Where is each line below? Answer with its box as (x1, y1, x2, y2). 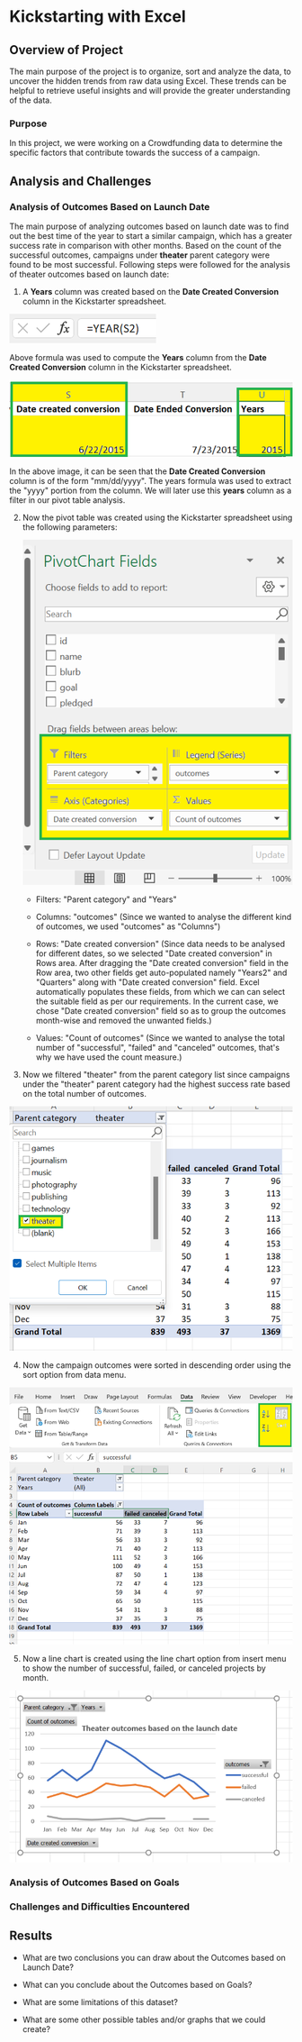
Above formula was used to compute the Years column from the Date (9, 351, 267, 362)
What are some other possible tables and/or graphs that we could (22, 2014, 266, 2025)
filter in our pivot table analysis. (9, 495, 126, 506)
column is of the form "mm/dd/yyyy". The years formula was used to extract (9, 476, 292, 487)
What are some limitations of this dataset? (22, 1996, 178, 2007)
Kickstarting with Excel (9, 6, 186, 27)
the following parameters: (22, 522, 118, 533)
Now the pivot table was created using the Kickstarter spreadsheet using (22, 512, 293, 524)
